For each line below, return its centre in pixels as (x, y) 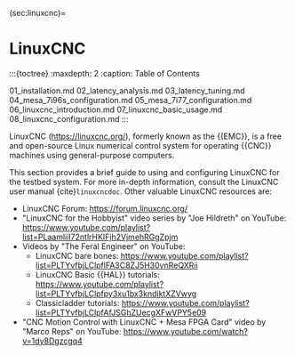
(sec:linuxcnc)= (38, 13)
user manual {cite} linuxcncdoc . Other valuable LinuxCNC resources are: (141, 191)
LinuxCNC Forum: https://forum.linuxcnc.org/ (105, 208)
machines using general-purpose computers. (92, 155)
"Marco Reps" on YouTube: (72, 331)
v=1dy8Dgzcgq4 (52, 341)
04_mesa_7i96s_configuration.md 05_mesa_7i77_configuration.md (131, 100)
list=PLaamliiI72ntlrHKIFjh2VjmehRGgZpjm (100, 237)
